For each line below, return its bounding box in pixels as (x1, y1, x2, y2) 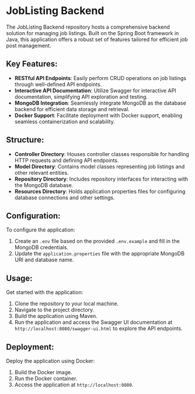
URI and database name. (14, 256, 74, 264)
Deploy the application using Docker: (6, 358, 95, 364)
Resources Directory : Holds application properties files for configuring (14, 188, 186, 195)
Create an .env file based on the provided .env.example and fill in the (14, 238, 180, 245)
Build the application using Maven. (14, 313, 98, 320)
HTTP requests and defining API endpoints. (14, 157, 119, 164)
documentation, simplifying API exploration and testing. (14, 93, 148, 100)
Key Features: (6, 59, 58, 69)
